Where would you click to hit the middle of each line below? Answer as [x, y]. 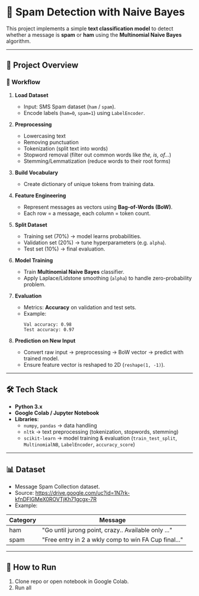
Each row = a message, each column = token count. [87, 213]
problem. [35, 284]
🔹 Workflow [23, 82]
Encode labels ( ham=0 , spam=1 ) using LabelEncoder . [84, 113]
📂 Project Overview [42, 65]
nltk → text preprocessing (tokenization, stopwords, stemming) [101, 432]
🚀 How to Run [31, 567]
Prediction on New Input [45, 341]
